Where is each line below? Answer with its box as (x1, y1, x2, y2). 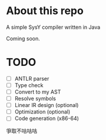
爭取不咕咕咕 (6, 128, 37, 135)
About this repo (6, 4, 84, 18)
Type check (14, 81, 44, 89)
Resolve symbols (14, 95, 56, 102)
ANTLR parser (14, 75, 49, 82)
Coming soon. (6, 35, 40, 42)
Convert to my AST (14, 88, 61, 95)
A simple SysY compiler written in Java (6, 24, 101, 31)
